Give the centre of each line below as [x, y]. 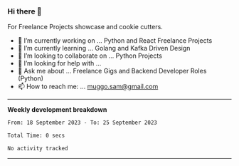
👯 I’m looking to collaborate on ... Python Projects [90, 56]
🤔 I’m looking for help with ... [59, 63]
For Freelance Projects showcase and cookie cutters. [85, 27]
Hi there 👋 [25, 11]
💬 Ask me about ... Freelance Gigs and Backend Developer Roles [112, 71]
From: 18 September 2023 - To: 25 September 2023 [83, 123]
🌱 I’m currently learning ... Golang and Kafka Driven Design [104, 48]
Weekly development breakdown [57, 110]
